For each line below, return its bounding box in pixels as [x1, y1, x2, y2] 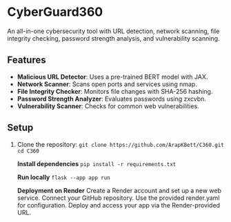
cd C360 [17, 148, 39, 154]
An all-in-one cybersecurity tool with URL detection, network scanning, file [7, 27, 220, 35]
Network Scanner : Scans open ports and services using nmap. [17, 80, 198, 88]
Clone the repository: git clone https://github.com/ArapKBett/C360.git [17, 140, 224, 148]
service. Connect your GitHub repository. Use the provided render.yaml [17, 194, 220, 202]
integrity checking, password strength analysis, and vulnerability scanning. [7, 34, 220, 42]
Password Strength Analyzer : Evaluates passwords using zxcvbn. [17, 94, 207, 103]
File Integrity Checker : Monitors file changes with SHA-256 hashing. [17, 87, 213, 95]
